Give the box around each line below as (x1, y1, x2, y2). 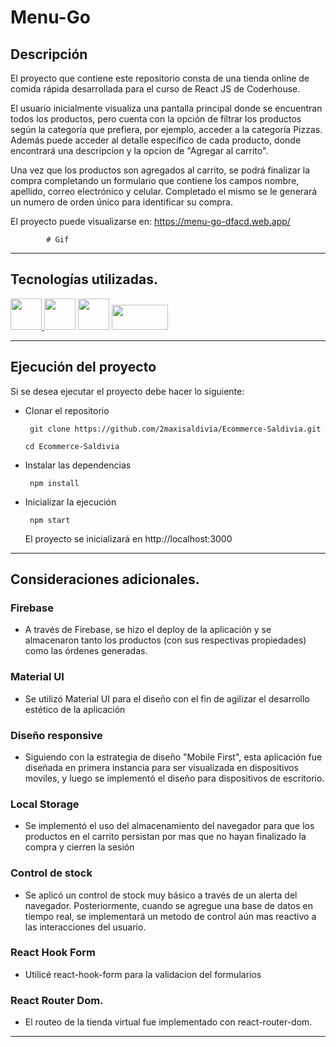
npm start (29, 515, 71, 525)
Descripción (10, 46, 88, 63)
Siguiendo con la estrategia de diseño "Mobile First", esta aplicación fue (24, 751, 323, 763)
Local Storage (10, 797, 80, 811)
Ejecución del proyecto (10, 359, 157, 376)
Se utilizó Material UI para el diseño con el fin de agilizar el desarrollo (24, 692, 310, 705)
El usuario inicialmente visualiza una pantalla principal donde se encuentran (10, 102, 323, 114)
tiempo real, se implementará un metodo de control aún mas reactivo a (24, 910, 317, 922)
